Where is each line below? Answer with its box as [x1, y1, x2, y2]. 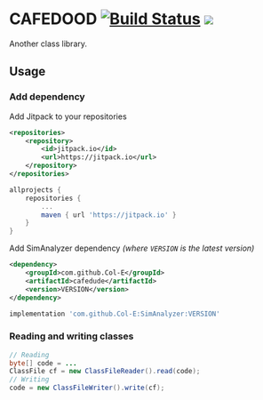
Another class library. [9, 38, 87, 49]
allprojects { [9, 185, 62, 195]
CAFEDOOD [9, 9, 98, 29]
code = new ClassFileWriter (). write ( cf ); [9, 383, 165, 393]
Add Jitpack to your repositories [9, 111, 127, 122]
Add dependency [9, 91, 86, 103]
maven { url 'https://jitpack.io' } [41, 210, 177, 220]
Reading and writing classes [9, 330, 134, 342]
